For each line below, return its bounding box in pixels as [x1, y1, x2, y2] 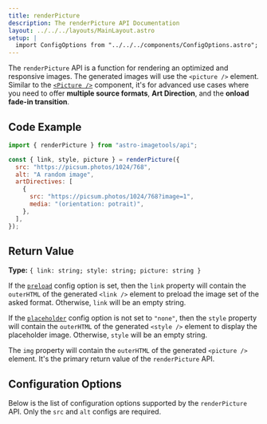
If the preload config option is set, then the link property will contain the [8, 281, 247, 291]
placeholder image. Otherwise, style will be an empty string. [8, 330, 208, 340]
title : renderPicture [8, 11, 80, 20]
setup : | [8, 33, 37, 42]
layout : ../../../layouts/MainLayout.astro [8, 26, 155, 34]
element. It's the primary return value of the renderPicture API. [8, 354, 215, 363]
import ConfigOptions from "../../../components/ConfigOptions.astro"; [15, 41, 259, 49]
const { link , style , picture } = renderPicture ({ [8, 155, 180, 163]
